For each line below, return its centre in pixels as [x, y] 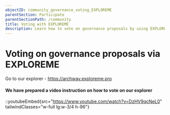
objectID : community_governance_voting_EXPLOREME [59, 10]
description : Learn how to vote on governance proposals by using [77, 29]
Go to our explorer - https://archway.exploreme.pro [59, 79]
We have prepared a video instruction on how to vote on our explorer [79, 90]
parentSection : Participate [35, 15]
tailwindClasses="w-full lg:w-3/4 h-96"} [47, 107]
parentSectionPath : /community [38, 19]
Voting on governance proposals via [83, 54]
